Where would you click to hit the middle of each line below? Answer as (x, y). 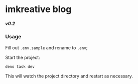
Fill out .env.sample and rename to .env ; (46, 48)
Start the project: (23, 57)
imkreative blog (38, 9)
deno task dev (20, 66)
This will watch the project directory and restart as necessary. (69, 76)
